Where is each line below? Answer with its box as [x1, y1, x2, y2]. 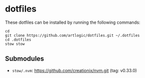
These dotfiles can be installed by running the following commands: [5, 19, 141, 25]
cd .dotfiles [5, 37, 32, 42]
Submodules [5, 55, 45, 63]
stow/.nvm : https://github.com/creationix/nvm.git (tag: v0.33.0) [12, 67, 137, 73]
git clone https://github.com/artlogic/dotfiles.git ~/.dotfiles [5, 33, 140, 38]
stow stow [5, 41, 25, 47]
